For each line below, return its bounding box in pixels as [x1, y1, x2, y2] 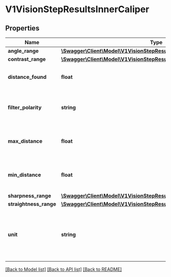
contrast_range [8, 56, 46, 63]
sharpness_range [8, 192, 51, 199]
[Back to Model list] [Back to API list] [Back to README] [5, 266, 122, 272]
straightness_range [8, 201, 56, 207]
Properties [5, 24, 40, 33]
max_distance [8, 138, 43, 144]
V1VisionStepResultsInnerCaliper [5, 4, 150, 15]
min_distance [8, 171, 42, 178]
